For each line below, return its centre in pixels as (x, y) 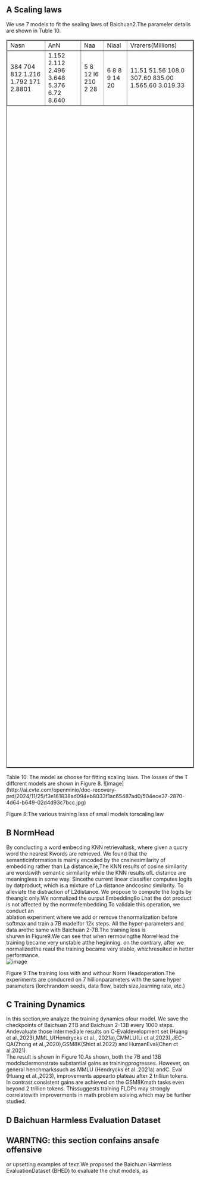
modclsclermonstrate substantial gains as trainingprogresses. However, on (98, 1063)
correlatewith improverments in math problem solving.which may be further (99, 1095)
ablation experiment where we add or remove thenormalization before (92, 917)
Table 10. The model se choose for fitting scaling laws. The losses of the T (97, 777)
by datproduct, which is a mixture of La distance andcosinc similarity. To (95, 885)
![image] (113, 783)
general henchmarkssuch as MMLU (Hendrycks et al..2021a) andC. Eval (94, 1069)
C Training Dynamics (46, 1005)
